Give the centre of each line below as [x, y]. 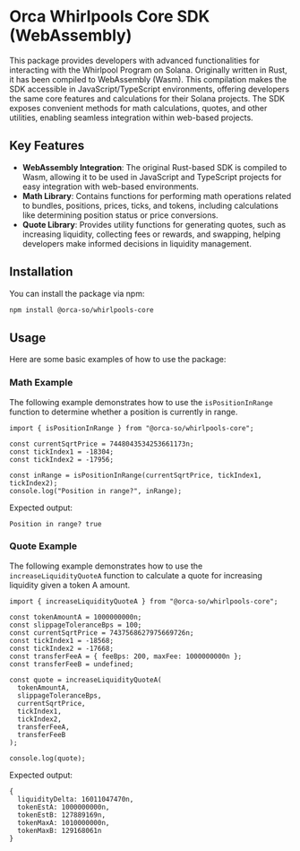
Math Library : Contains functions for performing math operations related [157, 195]
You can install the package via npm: [77, 293]
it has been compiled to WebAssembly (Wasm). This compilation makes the [148, 79]
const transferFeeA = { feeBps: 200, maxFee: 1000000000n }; [126, 656]
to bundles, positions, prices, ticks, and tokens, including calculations [150, 205]
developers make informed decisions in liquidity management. [137, 243]
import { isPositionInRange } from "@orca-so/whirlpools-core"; [132, 428]
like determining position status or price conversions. [120, 215]
